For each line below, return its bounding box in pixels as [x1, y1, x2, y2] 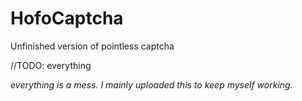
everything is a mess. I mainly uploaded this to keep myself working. [10, 78, 293, 91]
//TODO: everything [10, 59, 92, 71]
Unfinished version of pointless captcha [10, 40, 175, 52]
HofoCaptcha [10, 7, 124, 30]
